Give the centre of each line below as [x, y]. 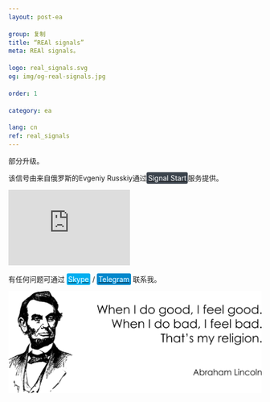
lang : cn [23, 128]
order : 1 [23, 93]
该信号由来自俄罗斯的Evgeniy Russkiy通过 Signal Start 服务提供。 [116, 178]
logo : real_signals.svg [48, 68]
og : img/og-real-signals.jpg [57, 77]
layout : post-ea [35, 17]
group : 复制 [27, 34]
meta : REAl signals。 [44, 51]
